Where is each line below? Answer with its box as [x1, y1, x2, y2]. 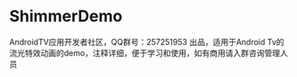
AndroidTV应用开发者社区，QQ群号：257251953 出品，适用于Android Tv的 [9, 36, 285, 47]
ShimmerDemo [9, 6, 123, 27]
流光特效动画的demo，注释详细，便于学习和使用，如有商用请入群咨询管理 [9, 47, 281, 58]
